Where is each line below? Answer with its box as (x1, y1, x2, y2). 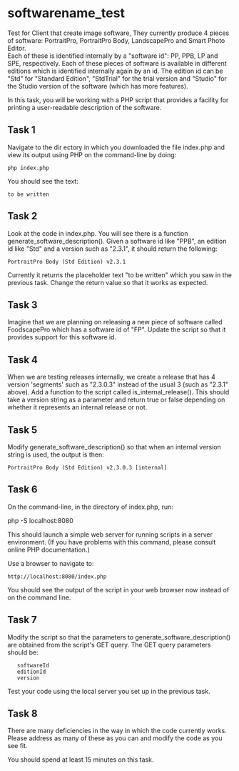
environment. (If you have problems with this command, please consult (7, 537, 216, 546)
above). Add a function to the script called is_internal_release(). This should (7, 388, 230, 397)
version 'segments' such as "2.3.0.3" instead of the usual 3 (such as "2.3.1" (7, 380, 229, 389)
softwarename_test (7, 5, 125, 21)
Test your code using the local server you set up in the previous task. (7, 687, 210, 695)
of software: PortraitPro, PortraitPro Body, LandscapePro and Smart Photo (7, 36, 225, 44)
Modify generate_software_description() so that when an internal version (7, 443, 221, 451)
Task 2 (7, 210, 38, 222)
